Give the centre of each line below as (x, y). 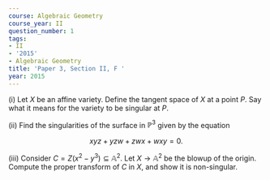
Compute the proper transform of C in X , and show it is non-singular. (123, 166)
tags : (17, 39)
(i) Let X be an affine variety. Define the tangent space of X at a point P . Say (135, 99)
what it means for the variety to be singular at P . (88, 108)
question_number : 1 (41, 31)
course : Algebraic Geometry (56, 16)
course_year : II (36, 24)
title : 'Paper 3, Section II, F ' (67, 69)
